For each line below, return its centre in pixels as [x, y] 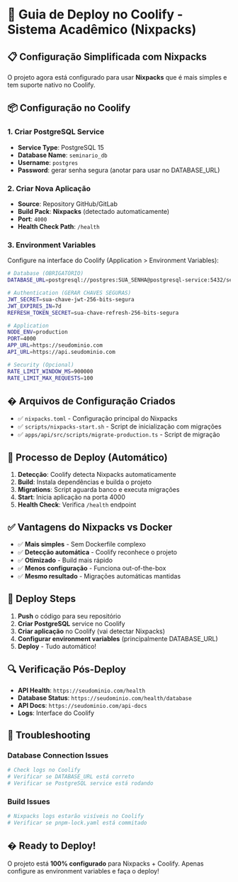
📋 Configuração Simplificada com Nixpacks [107, 57]
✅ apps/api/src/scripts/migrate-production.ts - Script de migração [119, 435]
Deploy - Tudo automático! [57, 646]
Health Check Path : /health [59, 226]
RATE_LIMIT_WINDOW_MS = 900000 [50, 371]
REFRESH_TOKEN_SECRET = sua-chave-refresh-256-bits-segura [93, 313]
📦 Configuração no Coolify [69, 108]
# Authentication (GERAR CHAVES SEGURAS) [69, 293]
